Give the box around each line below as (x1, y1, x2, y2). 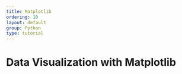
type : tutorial (6, 31, 44, 36)
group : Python (6, 25, 41, 31)
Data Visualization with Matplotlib (6, 56, 177, 69)
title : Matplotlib (6, 8, 52, 15)
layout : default (6, 19, 46, 25)
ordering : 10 (6, 14, 39, 20)
